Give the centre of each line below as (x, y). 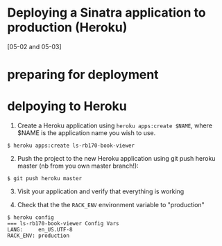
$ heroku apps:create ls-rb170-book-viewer (71, 146)
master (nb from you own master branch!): (78, 166)
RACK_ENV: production (39, 236)
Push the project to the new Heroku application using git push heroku (116, 159)
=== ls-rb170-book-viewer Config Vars (63, 224)
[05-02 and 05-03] (34, 46)
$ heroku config (31, 218)
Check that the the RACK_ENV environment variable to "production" (111, 205)
